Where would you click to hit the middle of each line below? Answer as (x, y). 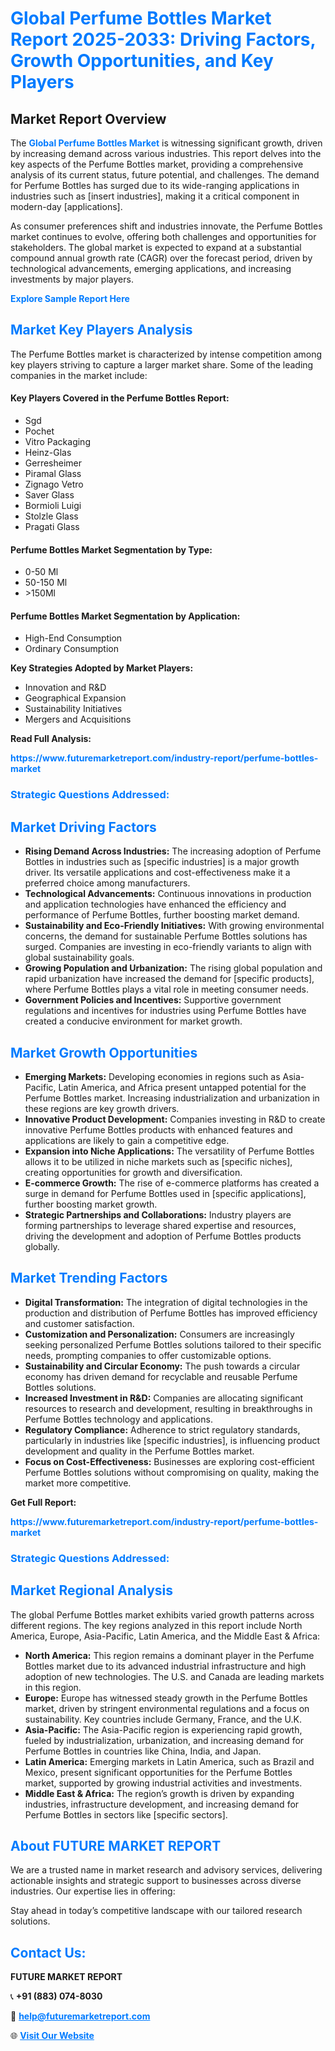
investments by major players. (72, 279)
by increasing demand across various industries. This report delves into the (166, 153)
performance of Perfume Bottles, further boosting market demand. (162, 915)
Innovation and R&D (65, 688)
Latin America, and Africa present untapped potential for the (182, 1087)
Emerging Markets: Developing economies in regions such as (152, 1076)
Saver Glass (49, 495)
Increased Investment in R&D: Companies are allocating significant (164, 1398)
